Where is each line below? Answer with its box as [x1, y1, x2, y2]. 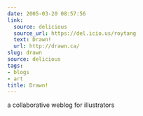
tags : [7, 62, 23, 69]
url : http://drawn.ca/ [13, 43, 80, 50]
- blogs [7, 68, 30, 75]
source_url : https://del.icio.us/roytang [13, 29, 137, 37]
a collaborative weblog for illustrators [7, 101, 115, 109]
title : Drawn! [7, 82, 49, 89]
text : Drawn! [13, 36, 52, 43]
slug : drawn [7, 50, 42, 57]
